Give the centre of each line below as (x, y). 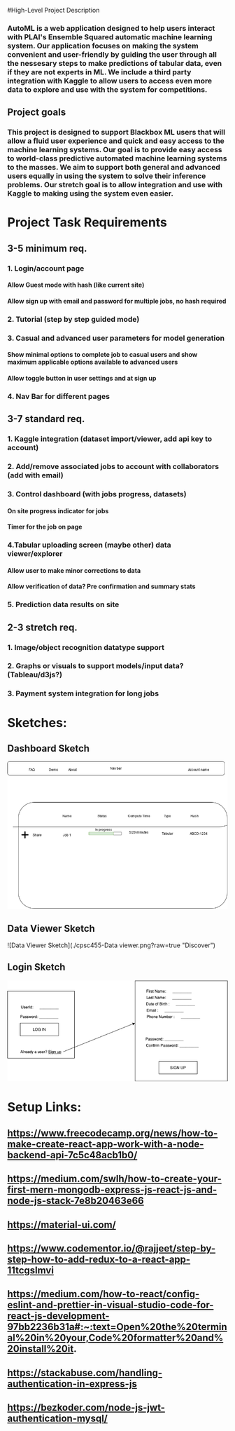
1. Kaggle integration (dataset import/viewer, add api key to (110, 439)
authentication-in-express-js (72, 1384)
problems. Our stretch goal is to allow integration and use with (115, 185)
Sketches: (37, 723)
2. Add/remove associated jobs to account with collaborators (113, 467)
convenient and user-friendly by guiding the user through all (112, 54)
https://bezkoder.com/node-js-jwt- (86, 1408)
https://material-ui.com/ (62, 1225)
